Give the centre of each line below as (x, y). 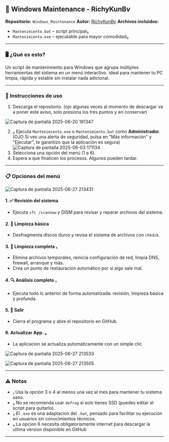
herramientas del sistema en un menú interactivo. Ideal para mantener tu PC (84, 73)
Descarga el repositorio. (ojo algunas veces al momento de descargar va (88, 107)
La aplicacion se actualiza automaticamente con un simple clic (77, 344)
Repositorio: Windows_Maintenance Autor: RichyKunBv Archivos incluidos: (82, 21)
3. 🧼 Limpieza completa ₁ (31, 246)
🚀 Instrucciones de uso (34, 96)
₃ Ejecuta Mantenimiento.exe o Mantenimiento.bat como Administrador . (87, 132)
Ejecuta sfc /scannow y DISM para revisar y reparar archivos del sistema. (88, 212)
